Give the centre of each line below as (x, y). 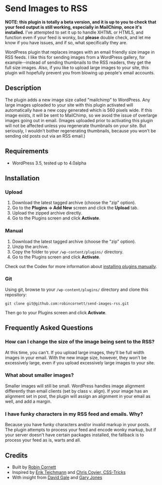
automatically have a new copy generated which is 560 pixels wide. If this (79, 110)
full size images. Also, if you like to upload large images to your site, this (77, 67)
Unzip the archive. (30, 247)
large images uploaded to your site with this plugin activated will (69, 105)
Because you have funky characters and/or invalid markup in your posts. (78, 425)
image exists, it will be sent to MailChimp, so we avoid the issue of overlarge (81, 115)
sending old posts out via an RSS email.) (45, 136)
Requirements (27, 151)
